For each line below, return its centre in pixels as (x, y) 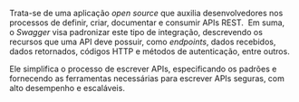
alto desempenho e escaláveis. (67, 88)
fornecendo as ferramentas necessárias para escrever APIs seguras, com (147, 79)
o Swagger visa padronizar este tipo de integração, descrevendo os (136, 32)
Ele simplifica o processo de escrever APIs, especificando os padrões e (143, 69)
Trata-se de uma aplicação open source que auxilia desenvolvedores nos (146, 13)
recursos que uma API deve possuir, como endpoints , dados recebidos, (143, 42)
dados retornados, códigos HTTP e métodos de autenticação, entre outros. (149, 51)
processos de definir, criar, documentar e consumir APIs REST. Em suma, (147, 23)
